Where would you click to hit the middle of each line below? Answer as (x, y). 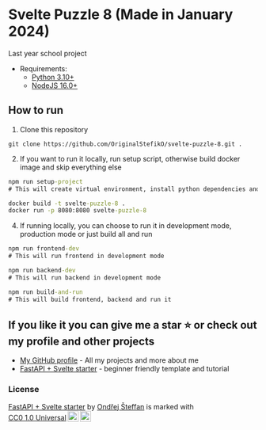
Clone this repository (54, 129)
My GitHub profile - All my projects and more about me (109, 360)
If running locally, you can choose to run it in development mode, (125, 226)
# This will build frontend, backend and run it (90, 299)
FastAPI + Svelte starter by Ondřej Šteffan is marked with (101, 406)
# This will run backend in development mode (84, 278)
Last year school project (47, 53)
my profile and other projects (82, 341)
